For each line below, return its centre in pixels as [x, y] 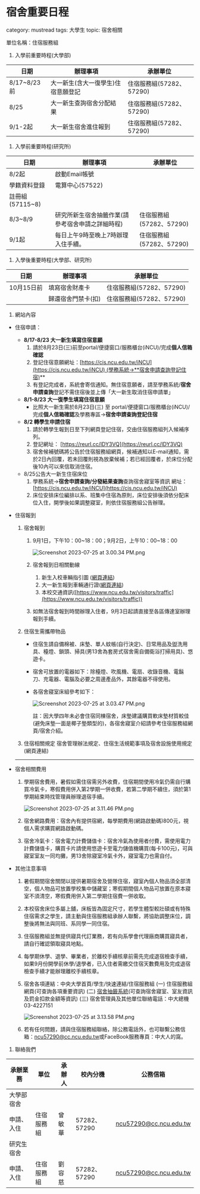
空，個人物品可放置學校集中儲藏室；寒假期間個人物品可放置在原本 [104, 889]
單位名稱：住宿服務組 [32, 42]
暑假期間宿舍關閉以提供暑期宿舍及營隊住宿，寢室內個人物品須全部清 [107, 881]
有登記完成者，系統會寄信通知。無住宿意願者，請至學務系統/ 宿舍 [112, 384]
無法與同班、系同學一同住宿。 [76, 923]
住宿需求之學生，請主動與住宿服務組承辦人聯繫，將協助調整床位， [104, 916]
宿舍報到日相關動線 [56, 565]
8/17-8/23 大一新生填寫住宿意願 [63, 339]
